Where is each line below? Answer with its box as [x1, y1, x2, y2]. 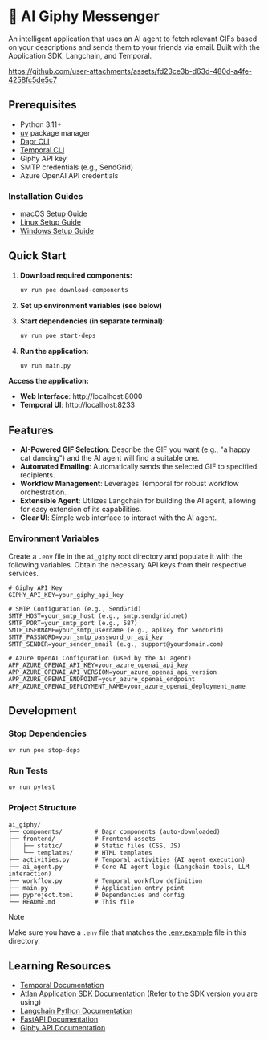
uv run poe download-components [19, 286, 128, 294]
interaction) [8, 870, 52, 878]
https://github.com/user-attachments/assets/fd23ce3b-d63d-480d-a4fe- [8, 66, 253, 75]
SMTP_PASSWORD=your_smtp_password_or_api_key [8, 633, 163, 641]
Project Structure [8, 802, 77, 814]
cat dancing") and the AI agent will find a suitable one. [19, 453, 200, 463]
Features [8, 423, 54, 437]
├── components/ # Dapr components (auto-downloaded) [8, 827, 221, 835]
